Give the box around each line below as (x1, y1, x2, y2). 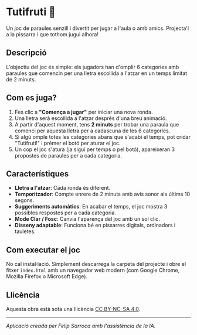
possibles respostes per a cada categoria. (14, 209, 116, 216)
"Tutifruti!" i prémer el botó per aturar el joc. (14, 139, 121, 146)
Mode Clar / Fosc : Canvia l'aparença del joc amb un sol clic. (14, 216, 160, 223)
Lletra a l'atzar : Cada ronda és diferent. (14, 184, 110, 192)
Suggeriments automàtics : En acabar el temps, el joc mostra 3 (14, 203, 168, 210)
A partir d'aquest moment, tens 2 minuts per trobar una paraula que (14, 121, 179, 128)
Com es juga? (6, 93, 57, 103)
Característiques (6, 169, 69, 179)
